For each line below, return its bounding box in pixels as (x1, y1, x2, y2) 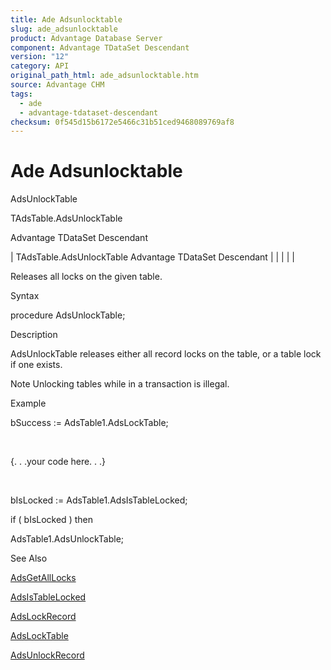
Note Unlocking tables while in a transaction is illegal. (10, 378, 230, 390)
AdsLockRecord (10, 611, 77, 623)
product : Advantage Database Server (10, 33, 163, 43)
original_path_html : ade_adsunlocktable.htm (10, 71, 199, 81)
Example (10, 397, 47, 410)
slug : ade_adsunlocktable (10, 24, 118, 34)
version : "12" (10, 52, 70, 62)
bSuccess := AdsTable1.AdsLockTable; (10, 417, 169, 429)
